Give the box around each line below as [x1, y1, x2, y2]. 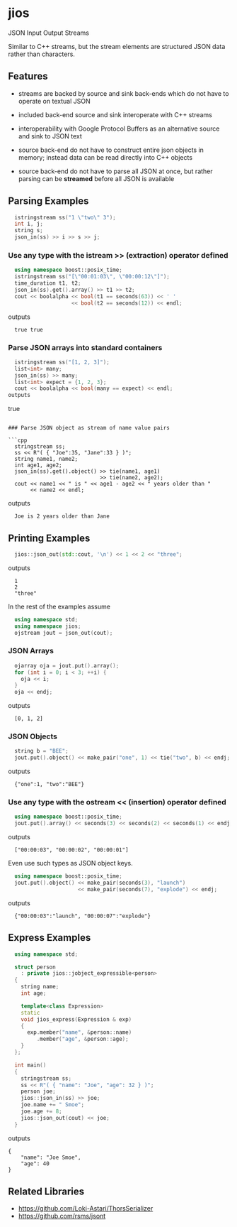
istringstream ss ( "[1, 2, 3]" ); [14, 359, 110, 366]
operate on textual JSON [18, 97, 91, 105]
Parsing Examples [8, 195, 89, 207]
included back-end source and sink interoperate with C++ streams [18, 110, 213, 119]
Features [8, 70, 48, 82]
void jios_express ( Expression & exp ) [21, 1015, 132, 1023]
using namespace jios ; [14, 623, 81, 630]
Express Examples [8, 932, 91, 944]
